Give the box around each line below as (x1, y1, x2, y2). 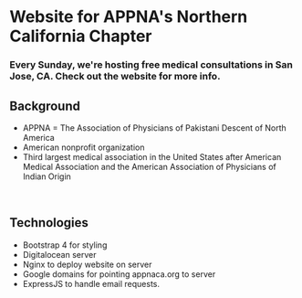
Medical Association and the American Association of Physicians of (22, 161, 276, 172)
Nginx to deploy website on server (22, 259, 152, 270)
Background (9, 98, 80, 113)
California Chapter (9, 26, 152, 47)
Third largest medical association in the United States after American (22, 151, 282, 162)
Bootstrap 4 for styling (22, 239, 108, 250)
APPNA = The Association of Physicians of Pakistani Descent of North (22, 122, 287, 133)
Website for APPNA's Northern (9, 6, 248, 27)
